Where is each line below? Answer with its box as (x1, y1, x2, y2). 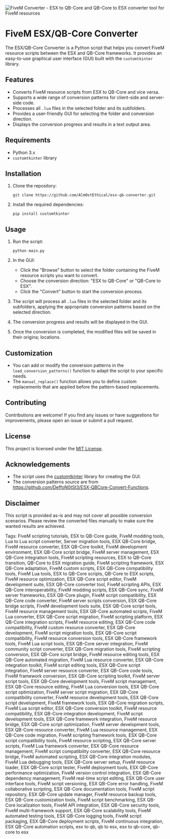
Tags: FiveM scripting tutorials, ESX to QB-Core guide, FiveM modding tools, (5, 533, 165, 539)
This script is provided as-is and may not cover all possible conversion (5, 512, 153, 519)
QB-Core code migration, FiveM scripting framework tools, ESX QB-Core (5, 732, 157, 738)
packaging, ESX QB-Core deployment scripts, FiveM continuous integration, (5, 818, 164, 824)
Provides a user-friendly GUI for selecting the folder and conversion (12, 110, 154, 117)
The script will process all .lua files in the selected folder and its (12, 298, 147, 304)
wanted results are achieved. (5, 523, 66, 529)
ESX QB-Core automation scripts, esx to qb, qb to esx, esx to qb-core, (5, 824, 152, 830)
